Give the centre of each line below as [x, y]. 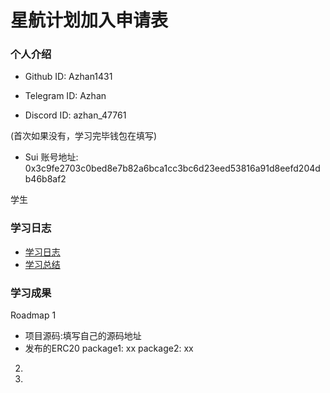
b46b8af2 [45, 179]
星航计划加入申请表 [89, 20]
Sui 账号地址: [51, 157]
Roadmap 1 [33, 315]
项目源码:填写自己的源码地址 [83, 336]
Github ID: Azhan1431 [68, 77]
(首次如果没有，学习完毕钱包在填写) [84, 136]
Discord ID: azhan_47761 [75, 115]
